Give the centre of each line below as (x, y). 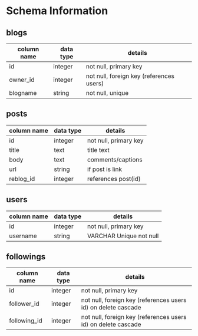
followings (26, 257)
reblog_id (22, 179)
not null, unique (107, 93)
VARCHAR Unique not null (123, 236)
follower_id (24, 304)
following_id (26, 321)
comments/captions (115, 159)
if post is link (105, 169)
